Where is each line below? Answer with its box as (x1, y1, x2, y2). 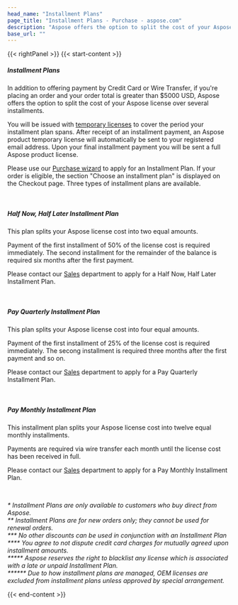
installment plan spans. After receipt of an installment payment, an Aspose (7, 128, 225, 136)
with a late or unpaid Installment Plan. (7, 562, 118, 570)
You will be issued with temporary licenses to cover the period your (7, 120, 204, 129)
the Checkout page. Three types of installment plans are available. (7, 179, 201, 188)
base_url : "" (7, 30, 46, 38)
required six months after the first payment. (7, 256, 135, 265)
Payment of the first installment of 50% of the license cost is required (7, 241, 210, 249)
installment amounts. (7, 546, 69, 555)
